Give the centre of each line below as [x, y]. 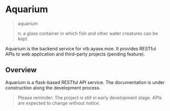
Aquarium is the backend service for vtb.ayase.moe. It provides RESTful [81, 48]
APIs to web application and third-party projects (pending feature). [75, 54]
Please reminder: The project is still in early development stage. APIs [90, 97]
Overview [21, 70]
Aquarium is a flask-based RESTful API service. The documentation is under [85, 82]
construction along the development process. [53, 88]
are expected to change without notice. [59, 103]
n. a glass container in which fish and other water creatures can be [88, 33]
